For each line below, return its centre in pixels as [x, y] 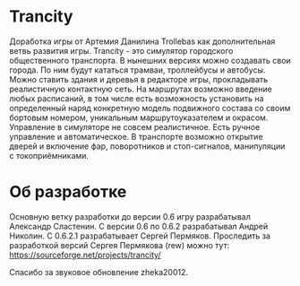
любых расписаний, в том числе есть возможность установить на [137, 98]
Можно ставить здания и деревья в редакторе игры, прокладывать [139, 79]
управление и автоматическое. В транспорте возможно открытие [136, 136]
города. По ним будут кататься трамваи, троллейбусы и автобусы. [137, 70]
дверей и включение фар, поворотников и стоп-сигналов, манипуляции [147, 146]
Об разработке [68, 192]
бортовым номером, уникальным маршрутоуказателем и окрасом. [139, 117]
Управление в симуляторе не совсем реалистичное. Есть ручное [135, 126]
